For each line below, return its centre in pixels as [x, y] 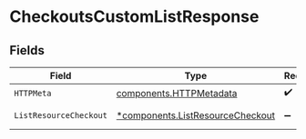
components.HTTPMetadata [177, 93]
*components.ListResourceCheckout [196, 115]
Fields [27, 50]
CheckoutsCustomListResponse [134, 17]
